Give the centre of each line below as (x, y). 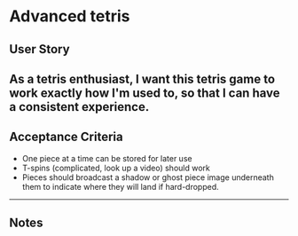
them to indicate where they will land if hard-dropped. (120, 186)
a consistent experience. (79, 107)
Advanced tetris (70, 16)
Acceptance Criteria (66, 137)
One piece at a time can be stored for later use (107, 158)
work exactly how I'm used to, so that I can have (145, 93)
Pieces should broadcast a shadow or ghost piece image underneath (148, 177)
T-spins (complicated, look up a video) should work (116, 168)
